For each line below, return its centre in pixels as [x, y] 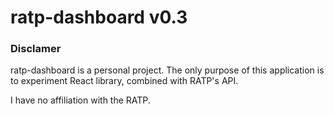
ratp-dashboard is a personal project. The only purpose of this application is [167, 70]
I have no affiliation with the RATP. [80, 100]
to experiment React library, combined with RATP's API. [124, 81]
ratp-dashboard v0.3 [99, 17]
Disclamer [36, 49]
